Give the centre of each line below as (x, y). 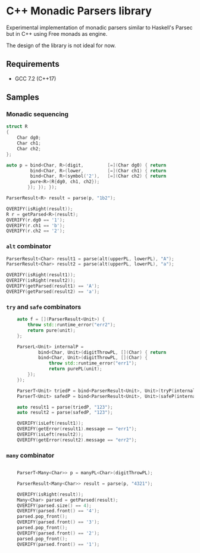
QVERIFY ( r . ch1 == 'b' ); (36, 225)
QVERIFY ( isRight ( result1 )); (41, 275)
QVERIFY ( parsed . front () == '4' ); (58, 511)
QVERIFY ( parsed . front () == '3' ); (58, 522)
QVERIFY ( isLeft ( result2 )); (50, 435)
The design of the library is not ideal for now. (61, 45)
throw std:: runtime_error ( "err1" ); (93, 363)
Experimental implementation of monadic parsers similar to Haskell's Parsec (99, 27)
